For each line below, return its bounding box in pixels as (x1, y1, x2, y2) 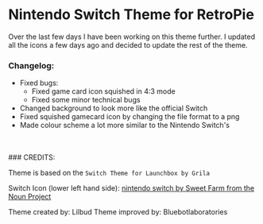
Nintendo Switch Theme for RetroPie (8, 6, 254, 24)
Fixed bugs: (19, 78, 59, 88)
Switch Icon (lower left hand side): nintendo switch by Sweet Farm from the (8, 183, 255, 193)
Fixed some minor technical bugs (31, 95, 141, 105)
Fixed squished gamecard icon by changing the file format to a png (19, 112, 240, 122)
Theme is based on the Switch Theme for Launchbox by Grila (8, 168, 211, 178)
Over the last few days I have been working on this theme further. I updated (8, 32, 256, 41)
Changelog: (8, 60, 55, 71)
